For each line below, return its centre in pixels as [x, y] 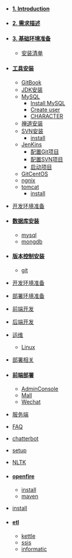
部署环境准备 [28, 296]
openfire [23, 476]
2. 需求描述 [26, 23]
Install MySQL [48, 103]
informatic [34, 549]
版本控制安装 [28, 256]
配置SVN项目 [47, 159]
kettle [28, 536]
